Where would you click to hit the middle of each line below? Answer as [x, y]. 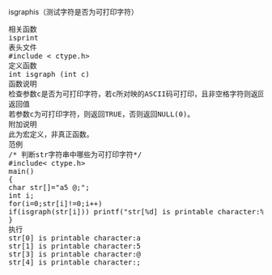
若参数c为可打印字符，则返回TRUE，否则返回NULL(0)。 [102, 114]
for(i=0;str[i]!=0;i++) [55, 203]
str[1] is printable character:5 [75, 246]
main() [21, 171]
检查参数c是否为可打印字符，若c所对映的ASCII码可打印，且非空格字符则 [130, 94]
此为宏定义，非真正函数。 [51, 135]
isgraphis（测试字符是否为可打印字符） [74, 12]
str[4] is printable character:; [75, 262]
